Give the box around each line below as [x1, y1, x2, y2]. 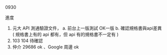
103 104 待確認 [12, 37, 43, 43]
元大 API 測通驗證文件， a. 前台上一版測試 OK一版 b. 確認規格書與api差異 [12, 25, 162, 31]
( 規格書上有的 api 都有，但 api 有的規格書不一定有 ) [12, 31, 119, 37]
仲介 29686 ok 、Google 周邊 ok [12, 44, 79, 49]
